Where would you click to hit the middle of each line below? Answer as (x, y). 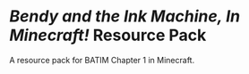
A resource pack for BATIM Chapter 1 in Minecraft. (102, 60)
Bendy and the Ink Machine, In (124, 16)
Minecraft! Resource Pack (108, 35)
